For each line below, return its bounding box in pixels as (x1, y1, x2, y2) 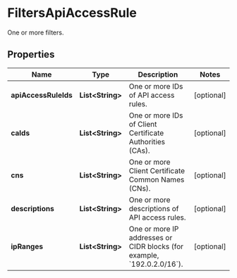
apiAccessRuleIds (11, 90, 73, 100)
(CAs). (128, 146, 150, 156)
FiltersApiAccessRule (7, 5, 138, 21)
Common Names (128, 175, 185, 184)
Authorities (128, 137, 166, 146)
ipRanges (11, 241, 44, 251)
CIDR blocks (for (128, 241, 184, 251)
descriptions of (128, 203, 179, 213)
